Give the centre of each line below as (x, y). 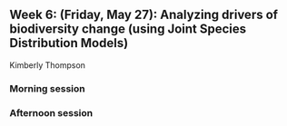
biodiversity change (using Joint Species (128, 29)
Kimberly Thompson (48, 65)
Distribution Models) (69, 43)
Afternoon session (51, 112)
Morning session (47, 88)
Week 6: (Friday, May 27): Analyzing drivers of (144, 15)
